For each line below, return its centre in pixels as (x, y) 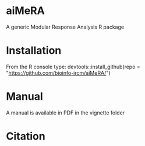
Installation (34, 51)
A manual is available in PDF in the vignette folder (66, 113)
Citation (26, 136)
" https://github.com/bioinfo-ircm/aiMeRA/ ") (58, 73)
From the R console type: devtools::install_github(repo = (73, 67)
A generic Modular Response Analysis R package (65, 27)
